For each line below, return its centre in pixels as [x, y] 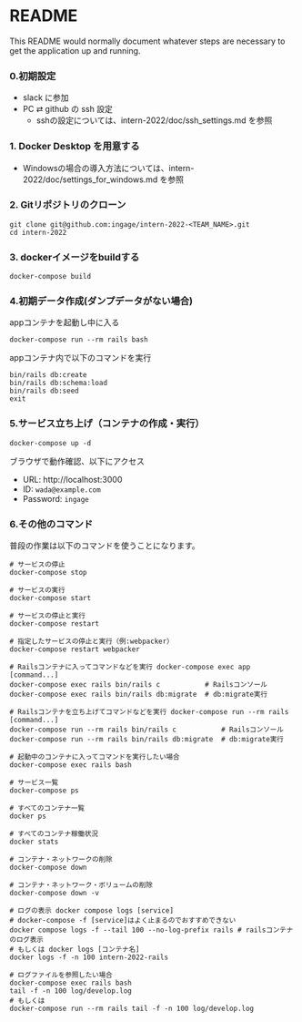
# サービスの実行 [37, 590]
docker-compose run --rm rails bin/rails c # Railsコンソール [146, 730]
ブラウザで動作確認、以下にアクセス [77, 461]
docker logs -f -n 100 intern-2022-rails [89, 957]
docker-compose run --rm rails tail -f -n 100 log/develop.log [132, 1009]
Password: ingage [55, 498]
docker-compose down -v [55, 894]
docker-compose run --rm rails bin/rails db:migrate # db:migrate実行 [146, 740]
